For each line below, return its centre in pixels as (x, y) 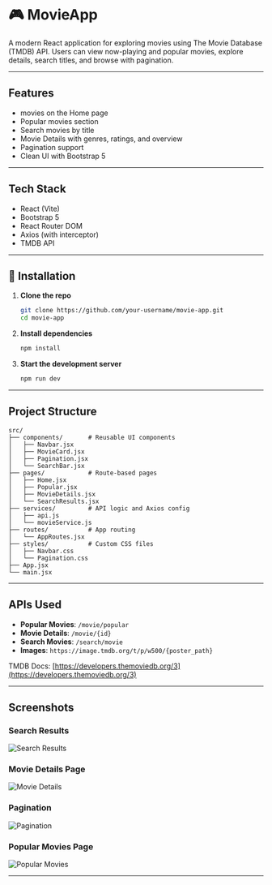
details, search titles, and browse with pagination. (91, 60)
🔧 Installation (42, 276)
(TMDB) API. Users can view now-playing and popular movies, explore (126, 51)
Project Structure (53, 412)
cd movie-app (42, 318)
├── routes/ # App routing (72, 530)
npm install (40, 349)
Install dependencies (56, 333)
